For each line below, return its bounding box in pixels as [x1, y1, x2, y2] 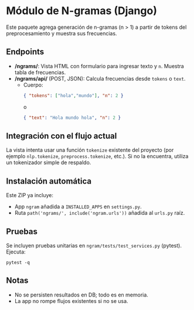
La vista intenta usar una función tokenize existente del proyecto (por [6, 146, 174, 154]
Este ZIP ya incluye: [6, 192, 54, 199]
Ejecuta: [6, 248, 26, 255]
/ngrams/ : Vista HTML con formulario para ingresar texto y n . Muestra [14, 62, 185, 69]
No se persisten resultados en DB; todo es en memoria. [14, 291, 148, 298]
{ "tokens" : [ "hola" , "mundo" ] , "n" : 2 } [23, 92, 124, 98]
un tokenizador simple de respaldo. [6, 159, 91, 166]
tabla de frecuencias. [14, 69, 66, 76]
